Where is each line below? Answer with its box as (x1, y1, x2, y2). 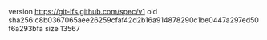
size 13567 (44, 24, 80, 33)
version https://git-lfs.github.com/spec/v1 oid (8, 7, 158, 16)
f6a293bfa (8, 24, 43, 33)
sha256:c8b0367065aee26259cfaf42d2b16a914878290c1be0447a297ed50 (8, 15, 259, 25)
